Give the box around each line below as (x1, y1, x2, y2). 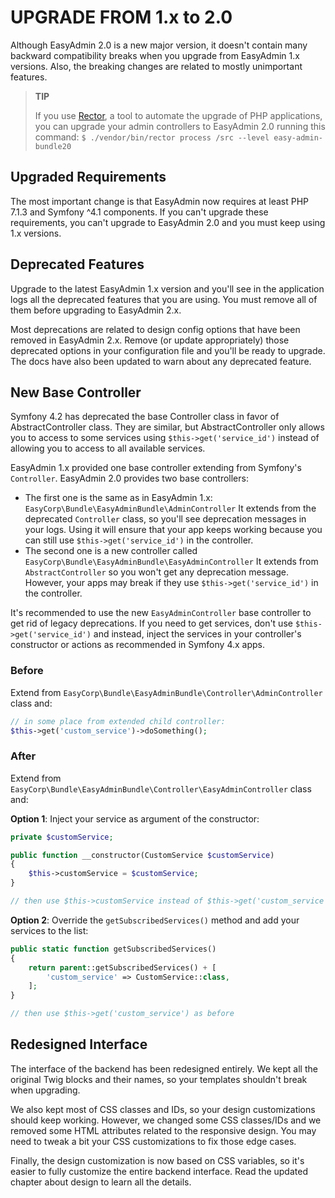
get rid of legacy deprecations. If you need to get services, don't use (10, 617, 293, 630)
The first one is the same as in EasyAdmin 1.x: (24, 492, 213, 504)
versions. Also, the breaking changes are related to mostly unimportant (10, 60, 303, 72)
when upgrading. (10, 1084, 81, 1096)
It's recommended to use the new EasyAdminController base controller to (10, 607, 312, 619)
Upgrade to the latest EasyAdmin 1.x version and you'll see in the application (10, 282, 325, 295)
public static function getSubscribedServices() (10, 944, 217, 954)
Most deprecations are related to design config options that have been (10, 323, 301, 335)
